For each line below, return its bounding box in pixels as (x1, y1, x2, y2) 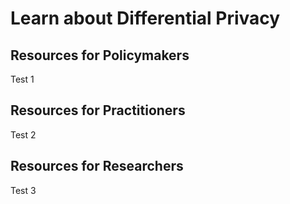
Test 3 (10, 184, 37, 196)
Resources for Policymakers (10, 47, 190, 64)
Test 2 (10, 128, 37, 141)
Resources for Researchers (10, 158, 184, 175)
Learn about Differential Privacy (10, 7, 281, 30)
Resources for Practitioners (10, 102, 186, 119)
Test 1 (10, 73, 35, 85)
